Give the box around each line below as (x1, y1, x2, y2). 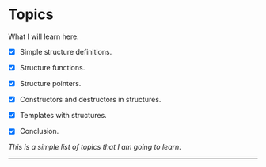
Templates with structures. (19, 111, 107, 120)
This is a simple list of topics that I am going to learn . (8, 142, 182, 152)
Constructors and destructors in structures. (19, 95, 161, 104)
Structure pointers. (19, 79, 82, 89)
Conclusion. (19, 127, 59, 136)
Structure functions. (19, 63, 85, 72)
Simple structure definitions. (19, 47, 112, 56)
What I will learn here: (8, 32, 79, 41)
